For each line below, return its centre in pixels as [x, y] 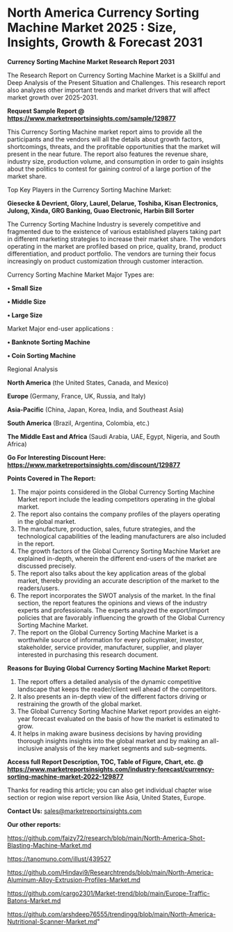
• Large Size [25, 315]
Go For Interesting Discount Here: [57, 457]
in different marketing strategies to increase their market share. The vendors [116, 239]
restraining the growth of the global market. [80, 704]
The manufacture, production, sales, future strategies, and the [106, 529]
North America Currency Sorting [103, 13]
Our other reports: [34, 824]
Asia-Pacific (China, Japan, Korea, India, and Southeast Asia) [96, 410]
